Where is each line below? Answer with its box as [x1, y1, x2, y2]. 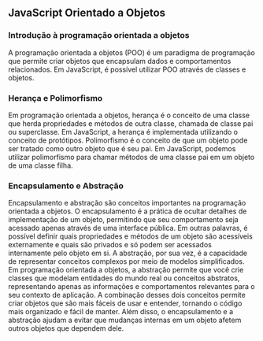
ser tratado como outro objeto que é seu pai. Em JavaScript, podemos [8, 143, 236, 153]
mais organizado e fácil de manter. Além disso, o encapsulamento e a [8, 307, 234, 317]
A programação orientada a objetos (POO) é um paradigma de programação [8, 47, 256, 57]
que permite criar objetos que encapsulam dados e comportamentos [8, 56, 232, 65]
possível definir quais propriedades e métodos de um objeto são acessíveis [8, 232, 254, 241]
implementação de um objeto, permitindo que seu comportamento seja [8, 215, 239, 224]
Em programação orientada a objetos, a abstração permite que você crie [8, 265, 244, 275]
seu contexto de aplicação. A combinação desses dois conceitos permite [8, 291, 246, 300]
